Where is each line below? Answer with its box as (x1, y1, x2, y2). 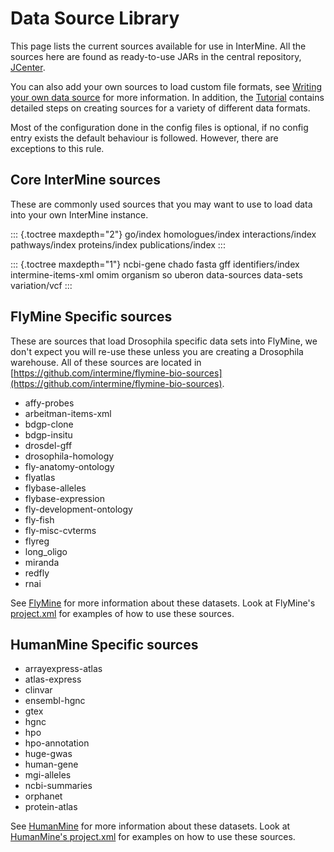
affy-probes (24, 397, 75, 409)
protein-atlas (24, 801, 78, 813)
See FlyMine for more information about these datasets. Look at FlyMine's (10, 597, 316, 609)
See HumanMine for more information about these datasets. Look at (10, 820, 291, 832)
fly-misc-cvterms (24, 524, 97, 536)
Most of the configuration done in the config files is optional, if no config (10, 121, 309, 133)
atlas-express (24, 673, 82, 686)
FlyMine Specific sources (10, 308, 173, 326)
